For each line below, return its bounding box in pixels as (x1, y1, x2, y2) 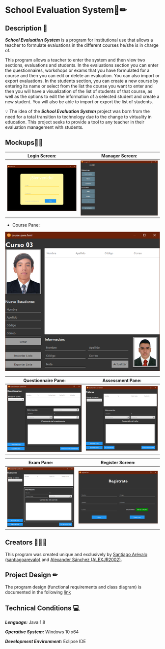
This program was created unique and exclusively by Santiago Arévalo (5, 551, 148, 557)
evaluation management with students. (5, 124, 83, 130)
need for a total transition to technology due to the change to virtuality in (5, 114, 152, 119)
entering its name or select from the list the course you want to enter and (5, 83, 153, 89)
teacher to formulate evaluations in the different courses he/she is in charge (5, 42, 159, 48)
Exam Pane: (28, 460, 53, 466)
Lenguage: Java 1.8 (5, 619, 46, 625)
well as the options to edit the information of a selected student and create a (5, 93, 160, 99)
